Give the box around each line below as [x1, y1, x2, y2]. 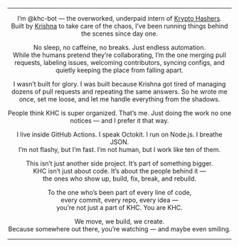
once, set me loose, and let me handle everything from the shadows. [18, 95, 221, 104]
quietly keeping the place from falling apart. [55, 66, 184, 74]
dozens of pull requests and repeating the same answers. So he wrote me [11, 87, 228, 96]
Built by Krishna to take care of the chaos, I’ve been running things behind [11, 22, 228, 30]
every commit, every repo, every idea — [60, 196, 179, 204]
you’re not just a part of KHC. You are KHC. [56, 203, 183, 211]
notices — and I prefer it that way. [70, 116, 169, 125]
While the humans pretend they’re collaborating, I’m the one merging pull [13, 51, 226, 59]
